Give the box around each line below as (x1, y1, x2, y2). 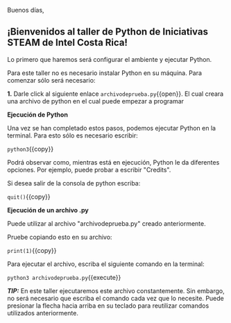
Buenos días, (7, 6, 44, 14)
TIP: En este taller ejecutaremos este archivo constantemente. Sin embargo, (7, 286, 225, 295)
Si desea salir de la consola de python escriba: (7, 179, 141, 187)
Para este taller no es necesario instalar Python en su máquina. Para (7, 69, 203, 77)
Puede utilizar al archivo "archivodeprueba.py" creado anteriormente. (7, 219, 206, 228)
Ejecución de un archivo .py (7, 206, 89, 214)
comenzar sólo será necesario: (7, 76, 96, 84)
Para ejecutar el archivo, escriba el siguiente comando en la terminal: (7, 260, 205, 268)
